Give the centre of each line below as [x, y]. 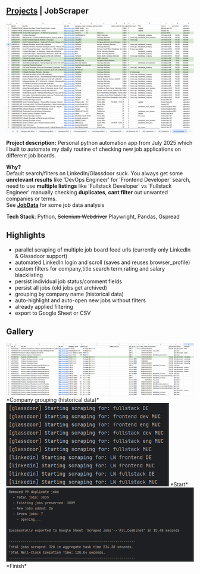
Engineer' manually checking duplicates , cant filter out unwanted [87, 193]
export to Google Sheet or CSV [53, 313]
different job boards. [31, 156]
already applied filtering [44, 306]
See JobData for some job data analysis [55, 205]
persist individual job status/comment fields [68, 281]
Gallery [20, 332]
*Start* [179, 484]
